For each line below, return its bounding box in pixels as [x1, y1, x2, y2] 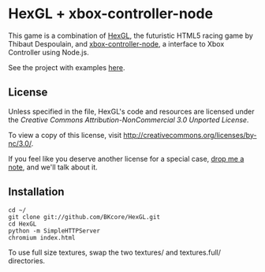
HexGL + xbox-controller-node [8, 5, 214, 23]
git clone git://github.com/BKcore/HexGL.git [8, 213, 160, 221]
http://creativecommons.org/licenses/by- [123, 130, 257, 140]
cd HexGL [8, 220, 37, 228]
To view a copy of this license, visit [8, 130, 122, 140]
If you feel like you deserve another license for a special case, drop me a [8, 154, 244, 163]
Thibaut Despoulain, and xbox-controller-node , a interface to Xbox [8, 39, 225, 48]
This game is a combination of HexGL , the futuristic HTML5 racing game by [8, 31, 254, 40]
